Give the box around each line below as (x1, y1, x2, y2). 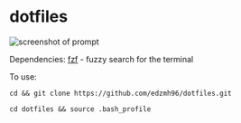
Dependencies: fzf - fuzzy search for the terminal (9, 53, 194, 64)
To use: (9, 71, 38, 82)
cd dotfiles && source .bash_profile (9, 104, 152, 114)
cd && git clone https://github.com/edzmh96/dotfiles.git (9, 89, 232, 98)
